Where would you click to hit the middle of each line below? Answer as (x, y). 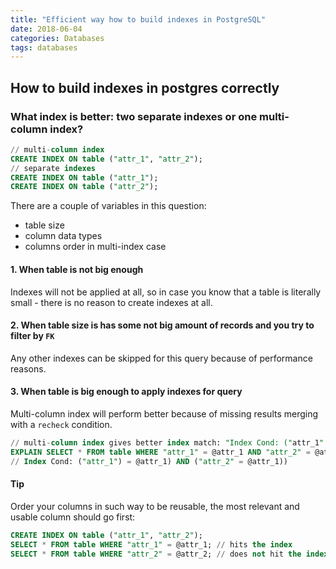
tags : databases (44, 47)
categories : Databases (57, 38)
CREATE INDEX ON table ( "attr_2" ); (84, 187)
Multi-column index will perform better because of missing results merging (164, 413)
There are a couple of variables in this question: (108, 206)
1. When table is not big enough (77, 269)
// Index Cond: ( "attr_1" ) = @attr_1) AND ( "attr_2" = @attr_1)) (149, 461)
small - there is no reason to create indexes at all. (111, 302)
